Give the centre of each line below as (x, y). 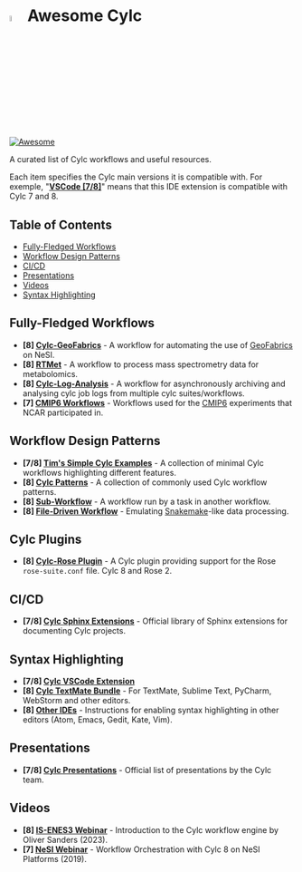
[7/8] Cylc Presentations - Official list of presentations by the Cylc (147, 770)
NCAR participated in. (63, 412)
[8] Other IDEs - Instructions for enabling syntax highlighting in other (151, 710)
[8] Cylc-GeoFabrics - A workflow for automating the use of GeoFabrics (158, 344)
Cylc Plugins (46, 540)
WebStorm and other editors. (76, 701)
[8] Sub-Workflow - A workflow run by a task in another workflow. (146, 501)
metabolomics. (50, 373)
